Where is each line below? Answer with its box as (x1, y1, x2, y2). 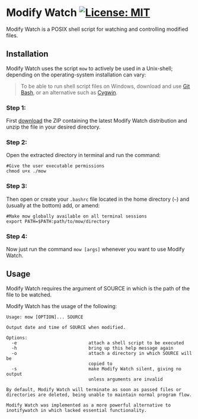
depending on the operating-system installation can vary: (6, 71, 146, 78)
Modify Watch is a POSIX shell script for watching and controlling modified (6, 25, 189, 33)
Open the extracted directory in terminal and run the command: (6, 152, 161, 159)
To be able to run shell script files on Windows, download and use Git (20, 82, 190, 89)
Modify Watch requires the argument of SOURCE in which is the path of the (6, 284, 190, 292)
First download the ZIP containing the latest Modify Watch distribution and (6, 117, 188, 124)
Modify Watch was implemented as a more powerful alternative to (6, 402, 171, 408)
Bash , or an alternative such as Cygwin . (20, 89, 118, 96)
